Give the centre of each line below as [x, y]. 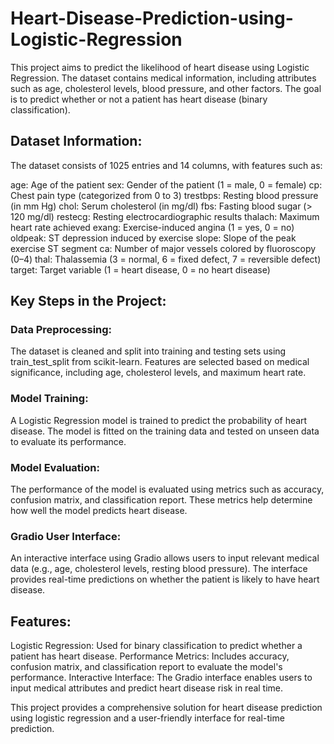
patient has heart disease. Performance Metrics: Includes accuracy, [150, 656]
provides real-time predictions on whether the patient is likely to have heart [165, 579]
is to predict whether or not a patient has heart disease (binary [139, 99]
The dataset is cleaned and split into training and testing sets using [148, 351]
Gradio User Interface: [66, 536]
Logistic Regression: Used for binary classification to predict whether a [156, 646]
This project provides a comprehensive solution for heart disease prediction [166, 708]
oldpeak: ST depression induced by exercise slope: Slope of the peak [153, 238]
